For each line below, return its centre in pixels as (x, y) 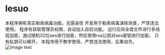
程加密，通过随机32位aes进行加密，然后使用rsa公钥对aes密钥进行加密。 (79, 35)
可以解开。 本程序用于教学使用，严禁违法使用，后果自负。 (78, 41)
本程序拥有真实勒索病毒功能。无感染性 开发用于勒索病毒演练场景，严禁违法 (82, 23)
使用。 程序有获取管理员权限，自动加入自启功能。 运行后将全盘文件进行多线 (82, 29)
